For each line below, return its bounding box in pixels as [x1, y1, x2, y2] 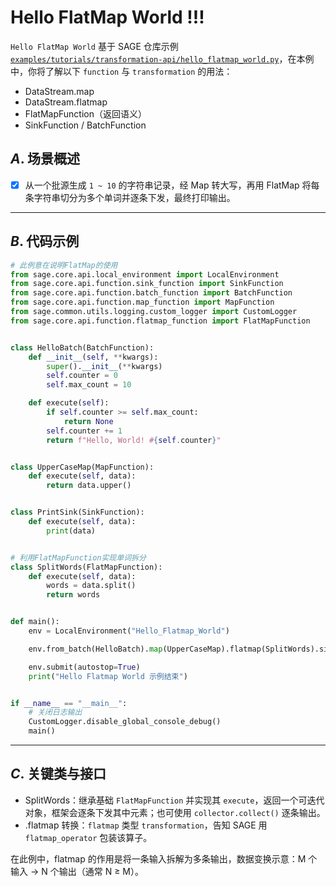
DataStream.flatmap [24, 96, 108, 108]
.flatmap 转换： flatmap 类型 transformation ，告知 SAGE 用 [24, 819, 268, 831]
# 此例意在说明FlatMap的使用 [10, 260, 118, 270]
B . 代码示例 [10, 233, 80, 250]
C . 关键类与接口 [10, 766, 107, 783]
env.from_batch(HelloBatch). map [28, 644, 163, 654]
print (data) [46, 526, 97, 536]
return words [46, 590, 101, 600]
